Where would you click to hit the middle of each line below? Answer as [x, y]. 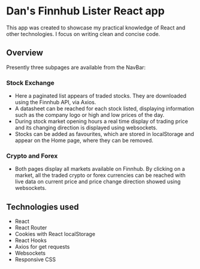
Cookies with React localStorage [55, 234]
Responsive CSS [35, 259]
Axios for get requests [42, 247]
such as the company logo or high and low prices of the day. [90, 115]
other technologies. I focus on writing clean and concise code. [83, 34]
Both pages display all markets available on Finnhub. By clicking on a [100, 169]
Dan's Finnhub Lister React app [85, 11]
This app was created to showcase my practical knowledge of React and [96, 28]
